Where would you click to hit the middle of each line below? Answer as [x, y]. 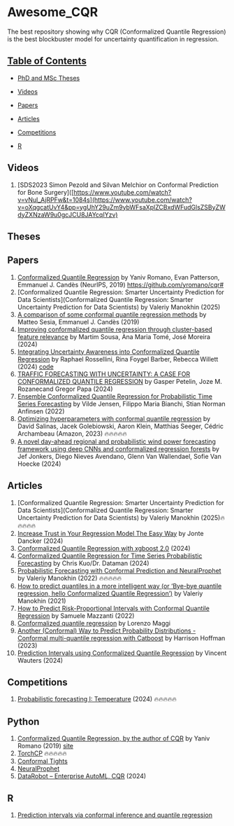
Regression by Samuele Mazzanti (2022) [76, 615]
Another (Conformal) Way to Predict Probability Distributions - [107, 631]
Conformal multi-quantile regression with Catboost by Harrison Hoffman [121, 638]
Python [23, 721]
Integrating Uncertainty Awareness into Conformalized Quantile [109, 352]
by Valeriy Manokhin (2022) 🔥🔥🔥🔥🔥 [70, 578]
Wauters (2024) [40, 660]
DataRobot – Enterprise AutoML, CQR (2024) [82, 776]
